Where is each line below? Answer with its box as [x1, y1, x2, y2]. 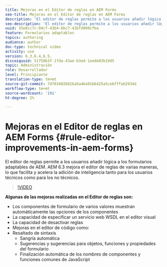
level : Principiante [5, 72, 48, 77]
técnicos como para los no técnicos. [5, 175, 80, 181]
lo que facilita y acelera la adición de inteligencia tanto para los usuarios [5, 169, 153, 175]
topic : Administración [5, 63, 52, 68]
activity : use [5, 49, 35, 54]
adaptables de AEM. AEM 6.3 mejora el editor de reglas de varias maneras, [5, 164, 159, 170]
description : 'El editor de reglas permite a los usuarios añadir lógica [5, 16, 162, 21]
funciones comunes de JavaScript [19, 257, 90, 263]
